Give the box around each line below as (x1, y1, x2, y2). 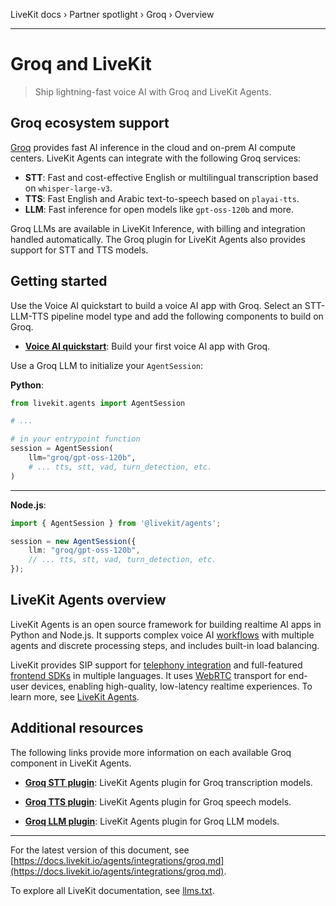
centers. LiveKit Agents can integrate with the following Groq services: (10, 152, 302, 164)
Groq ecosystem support (10, 115, 170, 132)
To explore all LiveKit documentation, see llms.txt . (10, 884, 215, 896)
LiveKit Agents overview (10, 592, 167, 609)
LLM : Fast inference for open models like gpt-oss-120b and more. (24, 203, 294, 215)
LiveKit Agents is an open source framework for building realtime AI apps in (10, 618, 322, 630)
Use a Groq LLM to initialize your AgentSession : (10, 359, 204, 371)
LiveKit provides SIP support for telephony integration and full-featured (10, 659, 303, 671)
